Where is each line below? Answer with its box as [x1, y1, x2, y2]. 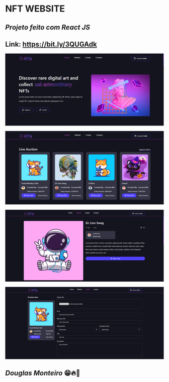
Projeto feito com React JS [5, 23, 91, 32]
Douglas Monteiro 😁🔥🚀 [5, 369, 80, 377]
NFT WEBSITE [5, 3, 65, 15]
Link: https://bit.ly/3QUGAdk [5, 40, 97, 48]
